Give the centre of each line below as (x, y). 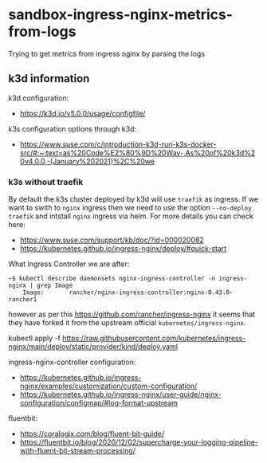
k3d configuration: (39, 98)
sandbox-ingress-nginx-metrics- (121, 15)
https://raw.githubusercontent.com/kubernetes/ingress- (154, 338)
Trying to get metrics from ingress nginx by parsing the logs (107, 53)
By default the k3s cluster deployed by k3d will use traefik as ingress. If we (133, 199)
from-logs (42, 31)
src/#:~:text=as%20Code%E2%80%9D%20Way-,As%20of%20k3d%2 (137, 152)
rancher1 (23, 300)
